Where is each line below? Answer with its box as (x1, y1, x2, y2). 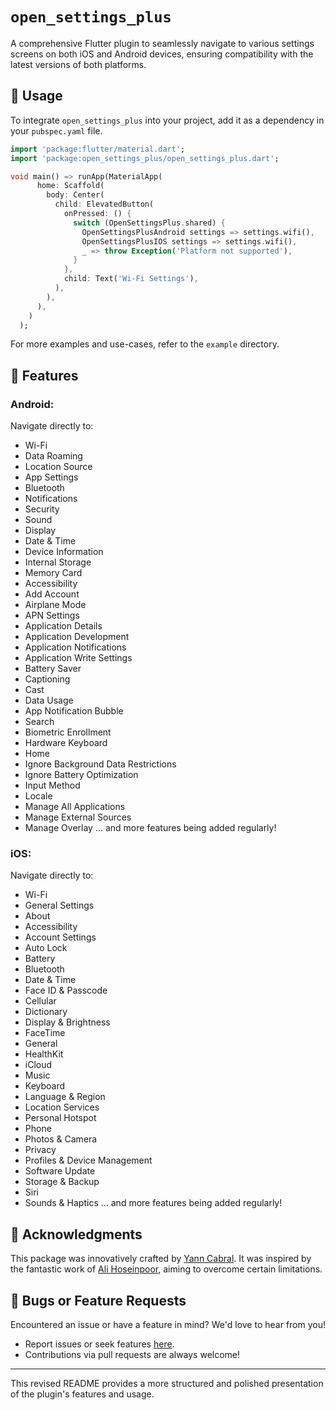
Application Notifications (24, 641, 127, 653)
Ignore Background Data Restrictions (24, 758, 177, 770)
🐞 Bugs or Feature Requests (10, 1292, 187, 1309)
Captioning (24, 673, 71, 685)
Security (24, 503, 60, 515)
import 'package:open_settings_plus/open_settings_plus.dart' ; (10, 153, 280, 163)
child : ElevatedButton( (54, 199, 155, 210)
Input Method (24, 779, 81, 792)
